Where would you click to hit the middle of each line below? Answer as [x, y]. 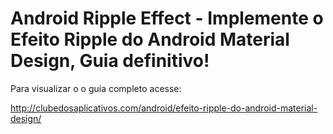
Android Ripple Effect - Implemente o [167, 18]
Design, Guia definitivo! [110, 61]
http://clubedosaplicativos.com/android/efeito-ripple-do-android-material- [164, 108]
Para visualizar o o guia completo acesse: [96, 88]
